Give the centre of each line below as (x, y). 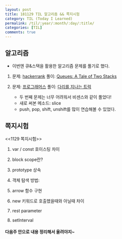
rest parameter (27, 211)
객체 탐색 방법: (26, 180)
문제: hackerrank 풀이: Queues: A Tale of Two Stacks (64, 76)
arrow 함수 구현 (27, 190)
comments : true (20, 32)
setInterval (23, 220)
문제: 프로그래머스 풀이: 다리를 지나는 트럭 (52, 86)
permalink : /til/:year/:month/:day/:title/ (50, 23)
